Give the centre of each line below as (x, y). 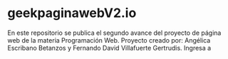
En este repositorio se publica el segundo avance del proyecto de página (114, 33)
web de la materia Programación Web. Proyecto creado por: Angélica (109, 40)
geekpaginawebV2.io (72, 13)
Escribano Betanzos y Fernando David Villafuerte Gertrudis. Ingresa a (109, 48)
